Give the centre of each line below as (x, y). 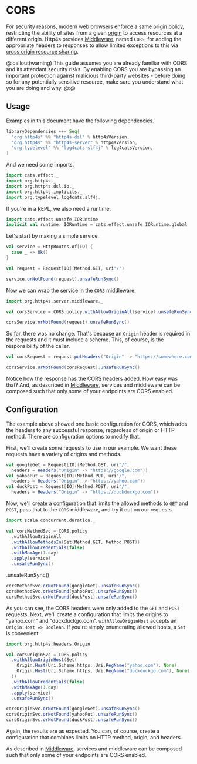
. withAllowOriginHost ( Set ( (44, 660)
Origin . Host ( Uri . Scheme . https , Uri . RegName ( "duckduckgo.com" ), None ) (103, 671)
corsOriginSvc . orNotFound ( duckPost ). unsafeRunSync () (72, 720)
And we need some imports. (40, 165)
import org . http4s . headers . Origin (48, 644)
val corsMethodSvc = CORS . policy (47, 531)
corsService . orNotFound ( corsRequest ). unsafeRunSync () (73, 368)
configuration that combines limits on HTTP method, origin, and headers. (94, 738)
